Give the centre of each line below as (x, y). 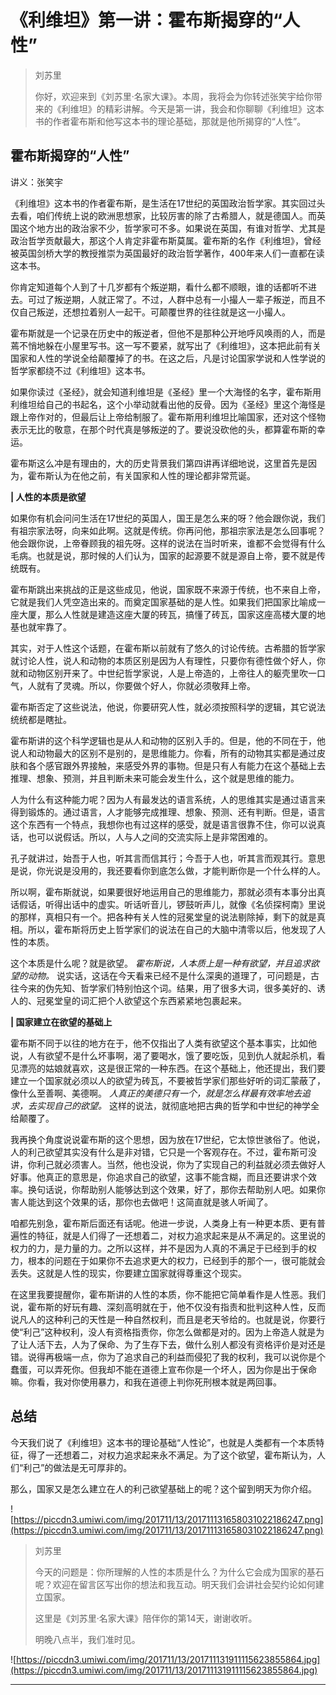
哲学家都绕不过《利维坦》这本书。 (80, 370)
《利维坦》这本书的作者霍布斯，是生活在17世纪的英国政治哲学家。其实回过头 (168, 203)
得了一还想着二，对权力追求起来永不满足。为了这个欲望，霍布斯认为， (172, 1455)
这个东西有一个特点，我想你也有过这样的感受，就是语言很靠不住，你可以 (159, 824)
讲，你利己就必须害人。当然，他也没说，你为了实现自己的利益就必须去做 (159, 1164)
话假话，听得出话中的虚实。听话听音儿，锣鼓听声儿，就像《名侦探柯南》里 (163, 904)
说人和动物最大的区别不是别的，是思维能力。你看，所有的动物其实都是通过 (163, 753)
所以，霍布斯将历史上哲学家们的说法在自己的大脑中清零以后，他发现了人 (176, 929)
